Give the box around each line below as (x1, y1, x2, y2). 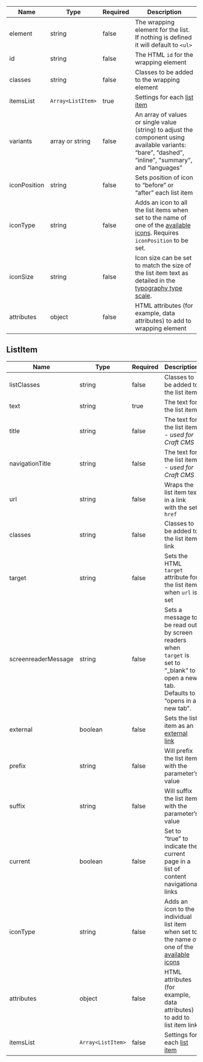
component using (135, 133, 185, 141)
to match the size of (135, 261, 192, 269)
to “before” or (135, 181, 174, 189)
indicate (164, 842, 187, 850)
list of (164, 864, 180, 873)
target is (164, 651, 190, 660)
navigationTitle (9, 459, 51, 467)
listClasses (9, 380, 40, 389)
